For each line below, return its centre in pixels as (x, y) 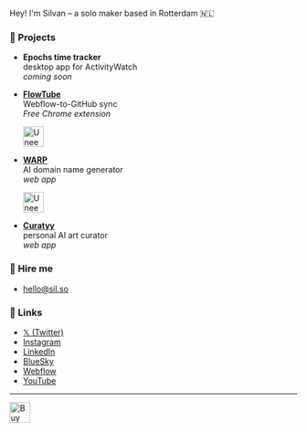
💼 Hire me (31, 269)
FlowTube (42, 94)
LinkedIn (39, 352)
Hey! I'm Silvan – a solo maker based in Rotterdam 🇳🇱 (112, 13)
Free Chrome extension (67, 114)
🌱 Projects (33, 37)
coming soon (48, 77)
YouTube (39, 380)
